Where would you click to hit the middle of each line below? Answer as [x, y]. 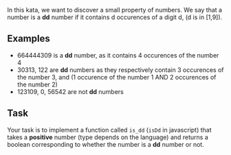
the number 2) [37, 84]
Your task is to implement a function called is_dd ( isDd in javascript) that [109, 130]
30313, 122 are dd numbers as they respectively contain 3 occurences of [120, 70]
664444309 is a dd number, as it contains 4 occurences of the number [118, 55]
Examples [29, 39]
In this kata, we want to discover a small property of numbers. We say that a [114, 10]
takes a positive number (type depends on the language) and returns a [108, 137]
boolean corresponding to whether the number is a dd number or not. [106, 144]
